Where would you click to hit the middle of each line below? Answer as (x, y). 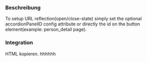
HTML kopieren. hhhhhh (30, 54)
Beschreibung (23, 8)
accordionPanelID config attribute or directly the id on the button (73, 24)
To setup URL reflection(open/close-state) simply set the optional (73, 19)
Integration (19, 43)
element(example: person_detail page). (46, 29)
